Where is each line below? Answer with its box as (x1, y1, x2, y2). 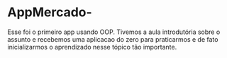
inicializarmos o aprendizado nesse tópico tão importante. (7, 42, 177, 51)
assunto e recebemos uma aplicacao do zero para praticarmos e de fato (7, 35, 218, 43)
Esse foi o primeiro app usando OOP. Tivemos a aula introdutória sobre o (7, 28, 221, 36)
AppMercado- (7, 4, 92, 21)
